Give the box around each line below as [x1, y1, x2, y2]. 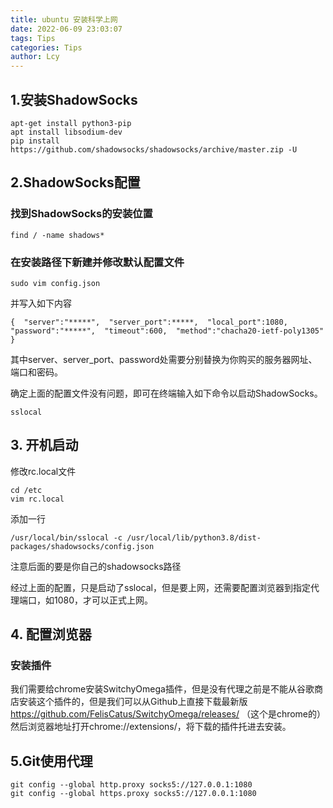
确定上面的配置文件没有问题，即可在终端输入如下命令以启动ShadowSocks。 [10, 387, 323, 399]
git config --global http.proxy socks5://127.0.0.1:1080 [10, 780, 253, 790]
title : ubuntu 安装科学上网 [10, 14, 118, 25]
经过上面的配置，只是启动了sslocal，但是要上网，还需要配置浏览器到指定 [10, 581, 311, 593]
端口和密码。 [10, 366, 63, 378]
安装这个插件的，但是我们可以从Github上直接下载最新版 [18, 696, 248, 708]
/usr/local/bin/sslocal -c [10, 532, 123, 543]
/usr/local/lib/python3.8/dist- [126, 532, 262, 543]
